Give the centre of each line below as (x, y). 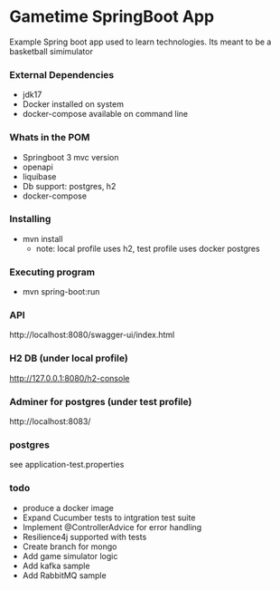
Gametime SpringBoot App (112, 17)
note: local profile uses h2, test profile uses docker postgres (148, 248)
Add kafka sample (56, 566)
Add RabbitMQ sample (64, 575)
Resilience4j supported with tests (84, 537)
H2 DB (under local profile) (69, 358)
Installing (30, 219)
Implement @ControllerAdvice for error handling (112, 527)
